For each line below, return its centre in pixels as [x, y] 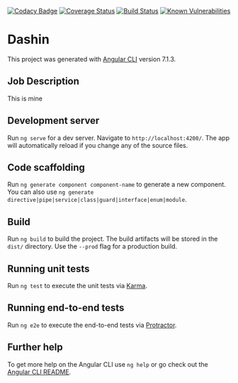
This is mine [25, 98]
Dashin [28, 40]
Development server [53, 121]
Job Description [44, 81]
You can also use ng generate [51, 192]
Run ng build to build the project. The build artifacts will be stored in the [113, 239]
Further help [35, 347]
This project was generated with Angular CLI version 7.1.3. [92, 59]
